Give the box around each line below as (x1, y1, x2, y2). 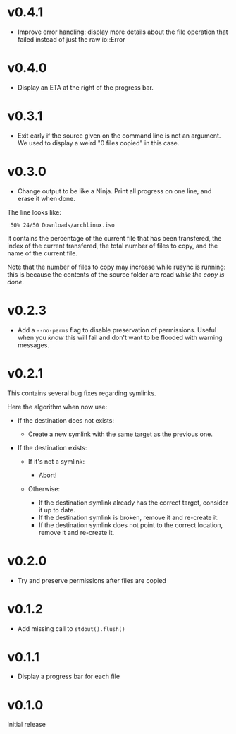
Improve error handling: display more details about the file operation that (17, 28, 228, 36)
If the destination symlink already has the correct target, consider (38, 498, 229, 507)
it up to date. (38, 505, 75, 514)
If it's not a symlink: (27, 457, 85, 466)
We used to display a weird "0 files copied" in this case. (17, 138, 180, 147)
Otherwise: (27, 484, 61, 493)
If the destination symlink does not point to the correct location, (38, 520, 223, 529)
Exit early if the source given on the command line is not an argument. (17, 131, 221, 140)
